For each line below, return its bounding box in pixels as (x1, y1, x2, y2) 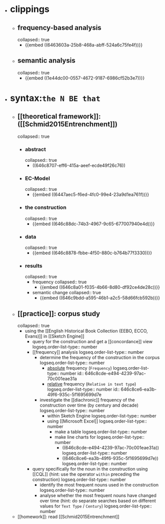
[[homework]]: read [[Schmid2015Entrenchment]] (17, 514, 119, 520)
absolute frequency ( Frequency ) (47, 365, 112, 371)
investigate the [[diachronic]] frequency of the (39, 397, 135, 403)
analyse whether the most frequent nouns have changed (39, 493, 156, 499)
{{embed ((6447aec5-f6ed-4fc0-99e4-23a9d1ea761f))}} (32, 191, 149, 198)
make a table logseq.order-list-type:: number (54, 429, 147, 435)
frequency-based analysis (17, 23, 101, 32)
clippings (9, 3, 50, 15)
